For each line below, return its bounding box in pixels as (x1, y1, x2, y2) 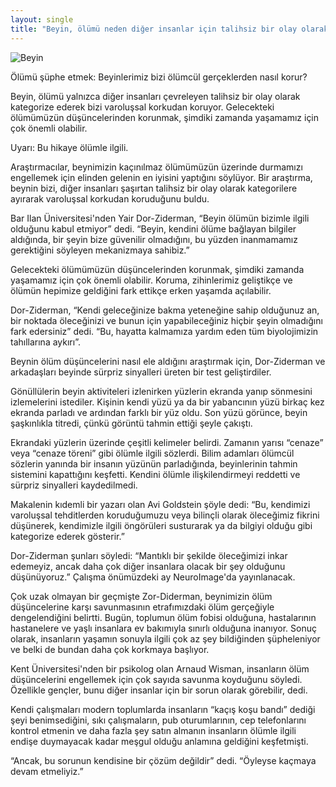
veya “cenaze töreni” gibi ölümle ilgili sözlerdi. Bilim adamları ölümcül (10, 447, 295, 459)
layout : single (10, 14, 74, 25)
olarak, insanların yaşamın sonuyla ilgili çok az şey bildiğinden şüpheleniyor (10, 632, 321, 645)
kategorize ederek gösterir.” (10, 530, 125, 542)
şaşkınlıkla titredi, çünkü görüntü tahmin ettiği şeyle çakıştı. (10, 417, 253, 429)
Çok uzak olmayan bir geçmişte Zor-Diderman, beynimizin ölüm (10, 590, 273, 602)
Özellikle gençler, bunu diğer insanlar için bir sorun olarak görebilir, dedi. (10, 684, 308, 696)
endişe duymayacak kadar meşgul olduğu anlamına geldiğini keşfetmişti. (10, 735, 309, 747)
